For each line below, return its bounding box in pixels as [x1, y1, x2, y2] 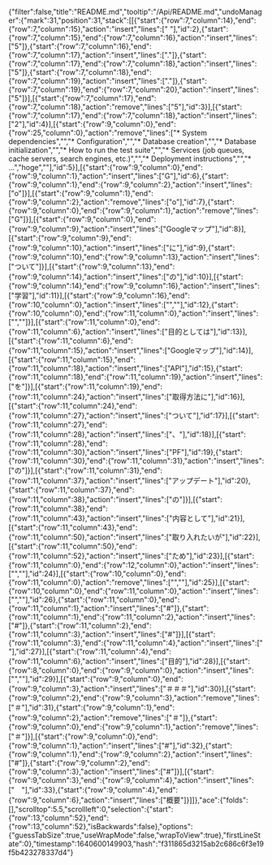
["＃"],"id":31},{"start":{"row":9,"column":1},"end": [8, 703, 175, 712]
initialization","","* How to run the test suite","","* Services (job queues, [8, 146, 245, 155]
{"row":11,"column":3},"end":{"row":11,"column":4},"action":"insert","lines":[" [8, 638, 264, 648]
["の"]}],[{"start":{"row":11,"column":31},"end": [8, 465, 162, 475]
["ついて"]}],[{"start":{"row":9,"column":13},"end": [8, 262, 175, 271]
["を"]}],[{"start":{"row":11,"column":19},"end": [8, 382, 163, 391]
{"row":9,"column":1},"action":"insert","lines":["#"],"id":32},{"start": [8, 740, 233, 750]
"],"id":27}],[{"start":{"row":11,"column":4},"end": [8, 647, 172, 656]
